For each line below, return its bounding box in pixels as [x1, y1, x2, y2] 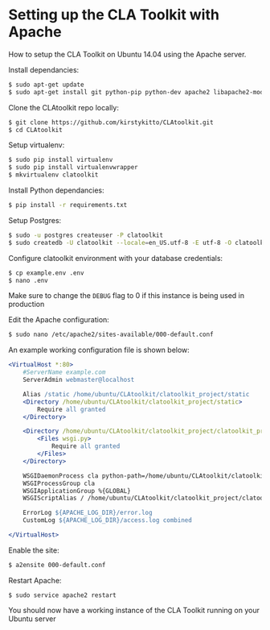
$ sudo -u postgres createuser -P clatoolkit [8, 231, 163, 239]
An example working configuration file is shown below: [8, 345, 190, 355]
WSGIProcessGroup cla [22, 479, 95, 487]
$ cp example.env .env [8, 268, 84, 277]
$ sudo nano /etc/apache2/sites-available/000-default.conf [8, 330, 215, 339]
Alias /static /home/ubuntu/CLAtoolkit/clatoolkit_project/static [22, 390, 250, 398]
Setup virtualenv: [8, 140, 65, 150]
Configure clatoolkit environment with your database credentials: [8, 253, 223, 263]
